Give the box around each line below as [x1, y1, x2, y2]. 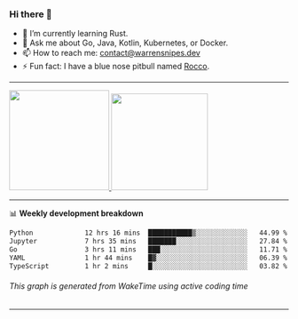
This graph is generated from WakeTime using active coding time [9, 281, 248, 291]
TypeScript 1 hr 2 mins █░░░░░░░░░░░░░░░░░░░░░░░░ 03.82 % [9, 261, 288, 270]
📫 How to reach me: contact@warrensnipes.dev [21, 48, 201, 59]
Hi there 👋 [9, 8, 53, 20]
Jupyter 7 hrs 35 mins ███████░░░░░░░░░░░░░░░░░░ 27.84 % [9, 237, 288, 246]
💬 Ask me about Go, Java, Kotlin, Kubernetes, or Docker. [21, 37, 229, 48]
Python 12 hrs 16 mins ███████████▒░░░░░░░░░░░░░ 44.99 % [9, 228, 288, 238]
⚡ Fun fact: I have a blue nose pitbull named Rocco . [21, 61, 210, 72]
